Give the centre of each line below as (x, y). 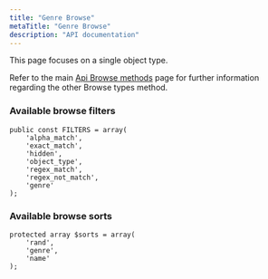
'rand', (40, 242)
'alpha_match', (54, 138)
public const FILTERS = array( (68, 130)
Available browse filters (62, 111)
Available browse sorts (61, 216)
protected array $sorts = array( (72, 235)
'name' (38, 258)
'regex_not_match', (62, 178)
